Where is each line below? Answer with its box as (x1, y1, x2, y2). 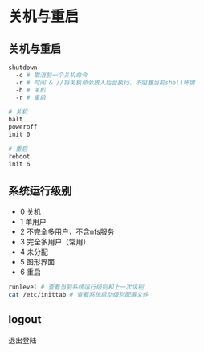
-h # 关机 (15, 86, 46, 94)
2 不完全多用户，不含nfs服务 (19, 227, 115, 237)
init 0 (8, 130, 31, 138)
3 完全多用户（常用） (19, 237, 91, 247)
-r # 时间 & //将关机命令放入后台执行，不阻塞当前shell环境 (15, 78, 195, 87)
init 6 (8, 160, 31, 168)
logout (8, 313, 42, 326)
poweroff (8, 123, 38, 131)
